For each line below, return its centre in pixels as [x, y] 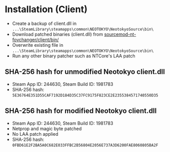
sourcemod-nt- [120, 34]
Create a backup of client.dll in [44, 23]
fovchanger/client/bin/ [35, 40]
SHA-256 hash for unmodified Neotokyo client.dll [85, 72]
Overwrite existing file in [38, 45]
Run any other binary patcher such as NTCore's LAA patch [74, 56]
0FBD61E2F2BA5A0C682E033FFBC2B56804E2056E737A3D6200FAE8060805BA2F [85, 145]
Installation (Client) [46, 9]
